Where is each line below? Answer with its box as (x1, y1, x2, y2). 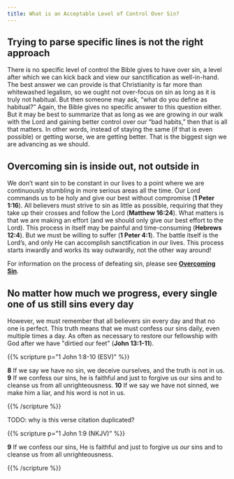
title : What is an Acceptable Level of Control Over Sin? (7, 10, 180, 18)
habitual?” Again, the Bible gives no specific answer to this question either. (7, 103, 222, 111)
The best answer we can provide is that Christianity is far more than (7, 81, 203, 89)
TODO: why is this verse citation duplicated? (7, 416, 135, 424)
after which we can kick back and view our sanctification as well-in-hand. (7, 73, 219, 81)
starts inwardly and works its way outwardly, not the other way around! (7, 246, 212, 254)
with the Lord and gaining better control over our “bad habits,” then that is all (7, 118, 228, 126)
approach (7, 47, 50, 60)
